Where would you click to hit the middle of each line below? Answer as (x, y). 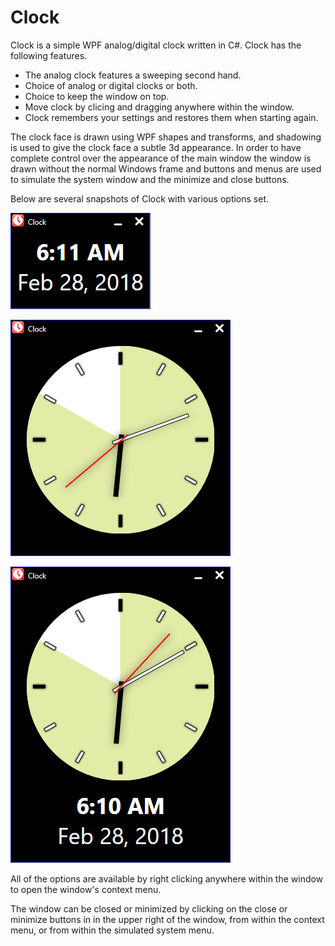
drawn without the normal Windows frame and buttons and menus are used (166, 168)
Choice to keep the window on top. (97, 96)
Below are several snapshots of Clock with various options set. (140, 198)
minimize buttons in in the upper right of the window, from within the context (167, 919)
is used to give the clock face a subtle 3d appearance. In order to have (156, 147)
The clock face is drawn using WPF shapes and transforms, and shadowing (166, 137)
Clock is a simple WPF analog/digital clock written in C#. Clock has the (156, 45)
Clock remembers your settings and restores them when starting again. (171, 117)
